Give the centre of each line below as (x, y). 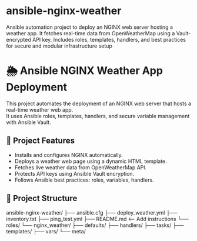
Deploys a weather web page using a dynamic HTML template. (91, 161)
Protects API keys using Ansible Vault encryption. (74, 173)
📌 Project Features (41, 141)
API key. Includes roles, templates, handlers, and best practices (109, 39)
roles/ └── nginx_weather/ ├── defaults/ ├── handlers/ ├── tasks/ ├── (95, 225)
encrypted (19, 39)
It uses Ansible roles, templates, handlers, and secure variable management (98, 116)
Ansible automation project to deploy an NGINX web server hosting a (90, 27)
